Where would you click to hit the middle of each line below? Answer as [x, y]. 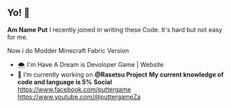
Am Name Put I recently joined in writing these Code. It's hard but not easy [115, 29]
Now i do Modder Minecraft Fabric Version [68, 50]
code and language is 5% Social [65, 82]
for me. [17, 37]
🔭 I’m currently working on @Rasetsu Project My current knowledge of [120, 75]
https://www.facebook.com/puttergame [74, 89]
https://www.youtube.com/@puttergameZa [79, 97]
